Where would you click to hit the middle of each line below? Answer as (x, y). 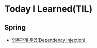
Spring (15, 28)
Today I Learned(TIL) (49, 9)
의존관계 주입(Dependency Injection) (49, 40)
